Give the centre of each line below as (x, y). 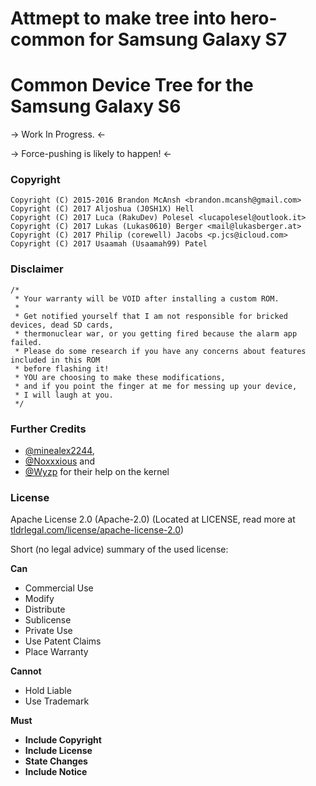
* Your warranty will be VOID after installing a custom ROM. (147, 298)
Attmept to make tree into (118, 18)
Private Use (48, 631)
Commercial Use (59, 588)
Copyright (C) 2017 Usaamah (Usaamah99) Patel (109, 244)
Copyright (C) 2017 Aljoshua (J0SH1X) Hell (102, 209)
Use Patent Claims (63, 641)
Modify (39, 599)
